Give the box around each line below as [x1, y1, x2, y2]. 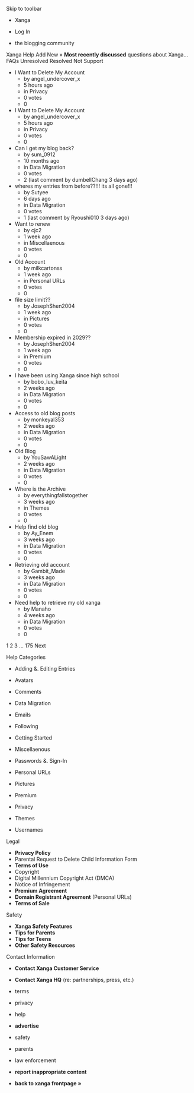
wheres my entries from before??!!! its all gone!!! [14, 182, 132, 189]
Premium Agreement [14, 887, 67, 894]
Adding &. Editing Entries [14, 665, 76, 672]
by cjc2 [23, 227, 42, 233]
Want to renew [14, 220, 51, 228]
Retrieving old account [14, 561, 70, 568]
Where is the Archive [14, 485, 66, 492]
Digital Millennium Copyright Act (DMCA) [14, 874, 115, 882]
